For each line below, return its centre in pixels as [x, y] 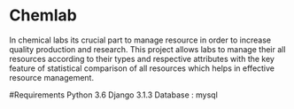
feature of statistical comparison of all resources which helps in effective [142, 68]
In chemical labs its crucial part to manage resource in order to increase [140, 40]
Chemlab [43, 16]
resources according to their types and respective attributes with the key [142, 58]
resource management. [52, 77]
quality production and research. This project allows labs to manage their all [147, 49]
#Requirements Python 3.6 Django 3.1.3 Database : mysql [114, 95]
